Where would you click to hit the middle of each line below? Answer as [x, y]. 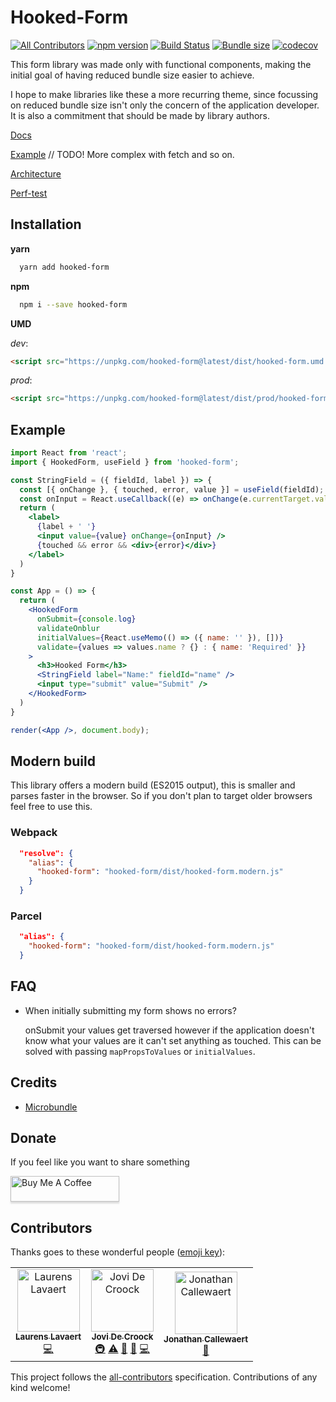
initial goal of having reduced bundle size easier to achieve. [132, 75]
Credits [34, 1082]
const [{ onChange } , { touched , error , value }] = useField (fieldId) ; [172, 489]
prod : [21, 380]
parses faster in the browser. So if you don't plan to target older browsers [161, 796]
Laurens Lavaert [48, 1337]
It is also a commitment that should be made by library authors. [140, 115]
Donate [33, 1137]
